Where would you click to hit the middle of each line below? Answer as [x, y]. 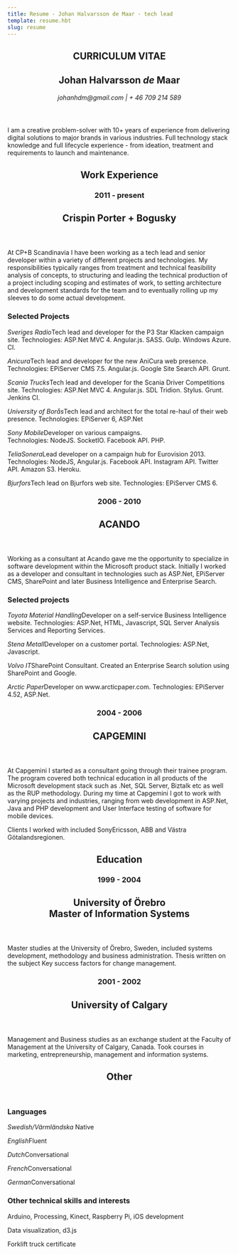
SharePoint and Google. [42, 673]
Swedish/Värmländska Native [51, 1127]
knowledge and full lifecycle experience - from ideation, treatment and [110, 145]
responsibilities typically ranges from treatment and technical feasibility [112, 268]
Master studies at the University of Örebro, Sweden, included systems [110, 949]
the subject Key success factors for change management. [92, 963]
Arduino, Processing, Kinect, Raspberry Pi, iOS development [96, 1216]
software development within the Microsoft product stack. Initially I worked [117, 566]
